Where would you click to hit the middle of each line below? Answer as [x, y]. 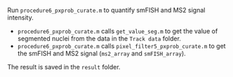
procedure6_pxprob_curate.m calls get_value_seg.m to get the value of [118, 31]
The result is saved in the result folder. [64, 67]
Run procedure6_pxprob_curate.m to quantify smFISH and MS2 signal [106, 10]
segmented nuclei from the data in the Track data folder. [99, 38]
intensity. [20, 17]
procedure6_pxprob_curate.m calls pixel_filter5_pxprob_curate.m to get [121, 46]
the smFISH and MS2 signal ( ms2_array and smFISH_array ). [101, 53]
